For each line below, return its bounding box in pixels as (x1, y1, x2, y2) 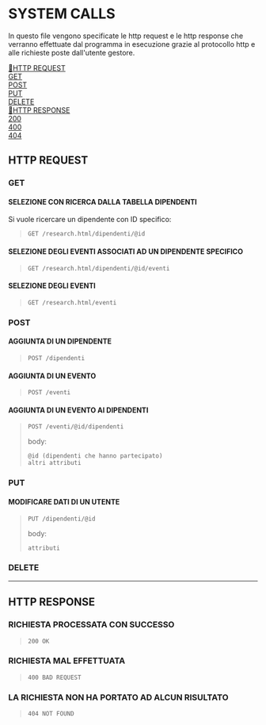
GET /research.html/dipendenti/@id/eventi (27, 264, 170, 272)
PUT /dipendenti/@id (27, 515, 96, 523)
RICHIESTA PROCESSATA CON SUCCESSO (8, 620, 175, 631)
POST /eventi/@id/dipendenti (27, 423, 124, 431)
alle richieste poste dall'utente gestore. (8, 48, 135, 57)
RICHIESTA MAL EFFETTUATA (8, 655, 125, 666)
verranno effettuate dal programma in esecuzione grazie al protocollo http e (8, 39, 256, 48)
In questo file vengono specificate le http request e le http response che (8, 31, 244, 40)
